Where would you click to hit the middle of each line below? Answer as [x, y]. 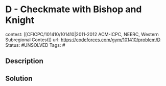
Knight [20, 20]
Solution [19, 78]
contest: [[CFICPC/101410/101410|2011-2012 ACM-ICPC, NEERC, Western [82, 34]
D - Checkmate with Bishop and [74, 9]
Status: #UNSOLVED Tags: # [35, 45]
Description [24, 61]
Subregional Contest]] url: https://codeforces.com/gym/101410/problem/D [83, 40]
